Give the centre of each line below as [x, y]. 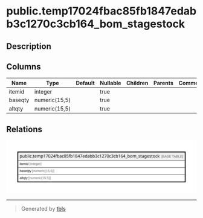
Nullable [110, 83]
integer [43, 92]
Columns [24, 67]
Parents [163, 83]
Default [85, 83]
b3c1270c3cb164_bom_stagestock [96, 24]
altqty [16, 108]
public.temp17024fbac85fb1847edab [101, 11]
